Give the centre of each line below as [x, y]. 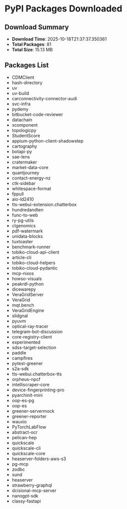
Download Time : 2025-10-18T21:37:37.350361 [59, 39]
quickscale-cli [26, 448]
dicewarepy [24, 289]
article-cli [22, 257]
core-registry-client [32, 337]
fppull [18, 194]
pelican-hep [24, 437]
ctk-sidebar [24, 183]
